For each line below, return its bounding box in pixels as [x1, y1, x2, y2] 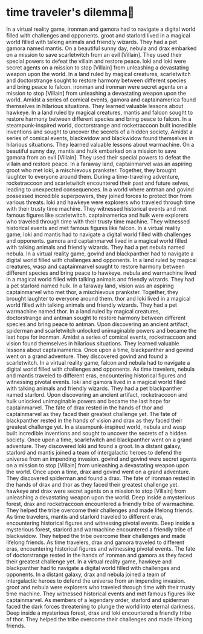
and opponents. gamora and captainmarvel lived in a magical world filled [6, 237, 187, 244]
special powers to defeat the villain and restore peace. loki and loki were [6, 57, 186, 65]
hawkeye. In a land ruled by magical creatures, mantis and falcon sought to [6, 109, 193, 116]
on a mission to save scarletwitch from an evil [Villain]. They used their [6, 51, 182, 58]
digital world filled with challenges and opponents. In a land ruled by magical [6, 256, 197, 263]
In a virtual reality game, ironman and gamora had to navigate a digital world [6, 25, 196, 33]
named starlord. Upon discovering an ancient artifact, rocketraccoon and [6, 391, 188, 398]
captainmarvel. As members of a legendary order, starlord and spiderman [6, 596, 189, 603]
